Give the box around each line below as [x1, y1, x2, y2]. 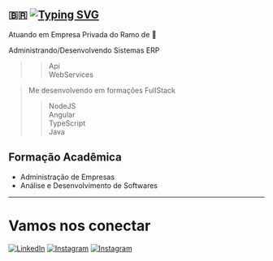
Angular [48, 109, 76, 119]
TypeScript [48, 118, 86, 128]
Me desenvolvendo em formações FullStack [28, 85, 176, 95]
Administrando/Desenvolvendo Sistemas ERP [8, 45, 160, 55]
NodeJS [48, 101, 76, 110]
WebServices [48, 70, 93, 79]
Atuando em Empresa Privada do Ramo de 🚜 [8, 29, 157, 39]
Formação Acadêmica [8, 151, 122, 165]
